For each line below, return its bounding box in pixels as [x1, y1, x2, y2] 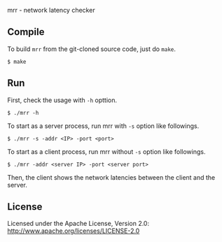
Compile [7, 26, 45, 38]
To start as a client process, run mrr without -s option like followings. [7, 147, 206, 156]
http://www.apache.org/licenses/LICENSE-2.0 [7, 227, 140, 235]
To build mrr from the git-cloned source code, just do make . [7, 45, 176, 53]
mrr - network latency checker [7, 6, 96, 14]
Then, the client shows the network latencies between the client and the [7, 173, 216, 181]
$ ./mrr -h [7, 109, 39, 116]
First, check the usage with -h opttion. [7, 96, 118, 104]
